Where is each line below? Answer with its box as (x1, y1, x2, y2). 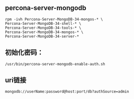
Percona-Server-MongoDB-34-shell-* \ (5, 21, 82, 26)
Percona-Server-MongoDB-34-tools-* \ (5, 25, 82, 30)
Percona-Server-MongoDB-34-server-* (5, 34, 79, 39)
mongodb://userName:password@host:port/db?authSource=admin (5, 89, 130, 94)
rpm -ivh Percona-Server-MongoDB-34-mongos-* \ (5, 17, 103, 21)
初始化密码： (5, 48, 44, 57)
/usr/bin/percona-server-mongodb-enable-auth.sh (5, 61, 105, 66)
